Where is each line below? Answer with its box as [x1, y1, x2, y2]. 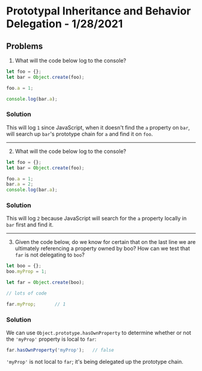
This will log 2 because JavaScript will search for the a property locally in [6, 215, 187, 222]
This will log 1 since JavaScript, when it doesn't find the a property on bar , [6, 123, 191, 131]
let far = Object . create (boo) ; [6, 279, 85, 285]
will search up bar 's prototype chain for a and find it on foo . [6, 130, 153, 137]
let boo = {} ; [6, 263, 42, 269]
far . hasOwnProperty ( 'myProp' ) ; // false [6, 348, 114, 354]
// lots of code [6, 290, 47, 296]
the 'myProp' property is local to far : [6, 335, 97, 343]
